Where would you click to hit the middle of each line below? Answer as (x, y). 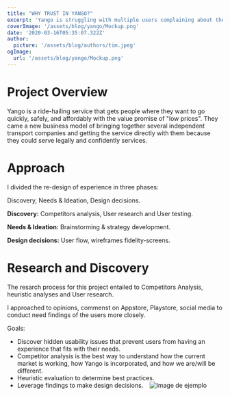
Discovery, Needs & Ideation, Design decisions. (74, 200)
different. (30, 371)
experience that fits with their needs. (69, 349)
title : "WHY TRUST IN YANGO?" (50, 13)
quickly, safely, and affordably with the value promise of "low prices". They (113, 118)
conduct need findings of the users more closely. (76, 315)
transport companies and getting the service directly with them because (109, 133)
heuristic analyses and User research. (61, 294)
